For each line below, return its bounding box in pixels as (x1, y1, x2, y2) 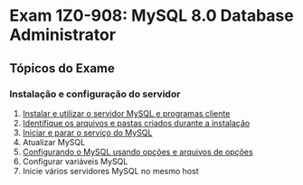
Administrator (9, 24, 116, 45)
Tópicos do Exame (9, 60, 116, 76)
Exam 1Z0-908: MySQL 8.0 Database (9, 5, 294, 26)
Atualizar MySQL (22, 136, 86, 147)
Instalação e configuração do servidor (9, 88, 181, 100)
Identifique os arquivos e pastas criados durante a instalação (22, 117, 251, 128)
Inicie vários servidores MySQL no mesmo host (22, 165, 199, 176)
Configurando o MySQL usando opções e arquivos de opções (22, 146, 253, 157)
